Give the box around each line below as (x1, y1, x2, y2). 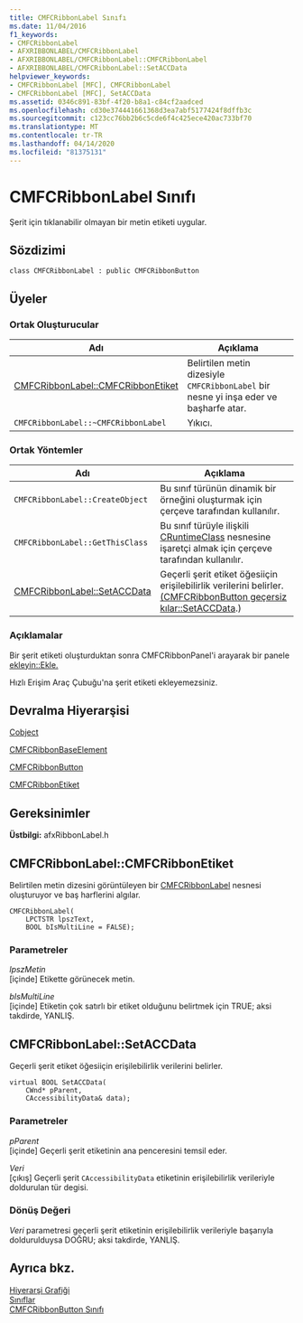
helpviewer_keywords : (9, 72, 91, 81)
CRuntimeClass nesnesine (160, 530, 271, 543)
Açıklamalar (9, 629, 63, 642)
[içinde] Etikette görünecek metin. (9, 973, 135, 985)
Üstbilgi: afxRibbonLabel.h (9, 830, 110, 840)
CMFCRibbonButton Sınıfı (9, 1303, 105, 1315)
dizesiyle (187, 368, 225, 380)
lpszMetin (9, 964, 47, 975)
